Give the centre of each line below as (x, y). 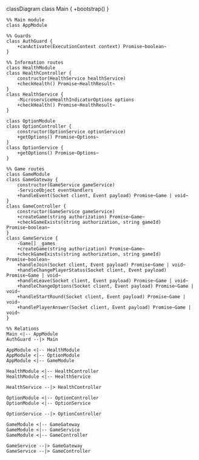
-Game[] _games (36, 243)
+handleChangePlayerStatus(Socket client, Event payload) (92, 270)
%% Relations (23, 329)
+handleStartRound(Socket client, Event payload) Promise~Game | (102, 297)
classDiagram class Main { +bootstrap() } (58, 9)
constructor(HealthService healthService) (72, 78)
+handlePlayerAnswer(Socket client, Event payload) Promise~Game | (104, 307)
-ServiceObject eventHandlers (56, 190)
